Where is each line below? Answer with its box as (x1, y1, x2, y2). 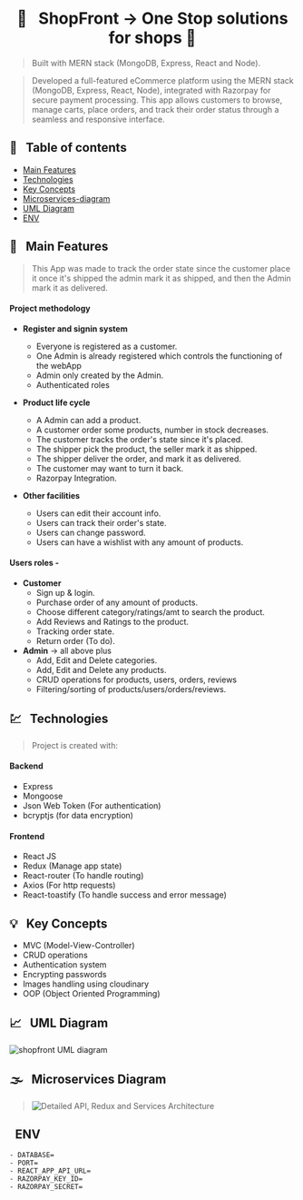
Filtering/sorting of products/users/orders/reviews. (35, 683, 227, 694)
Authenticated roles (35, 379, 111, 390)
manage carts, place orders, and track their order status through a (31, 104, 279, 114)
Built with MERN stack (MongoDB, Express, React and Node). (31, 57, 261, 68)
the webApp (35, 360, 82, 371)
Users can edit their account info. (35, 508, 161, 519)
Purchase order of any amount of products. (35, 597, 198, 608)
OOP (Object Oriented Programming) (22, 988, 161, 998)
